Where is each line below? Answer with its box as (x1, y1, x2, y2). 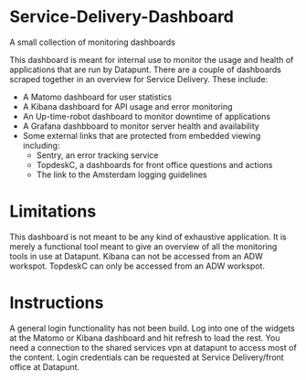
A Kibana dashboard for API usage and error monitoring (22, 100, 233, 111)
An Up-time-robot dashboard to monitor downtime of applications (22, 111, 271, 121)
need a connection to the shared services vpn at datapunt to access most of (9, 342, 297, 353)
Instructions (9, 292, 104, 313)
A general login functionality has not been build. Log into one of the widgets (9, 322, 295, 333)
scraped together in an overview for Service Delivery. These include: (9, 73, 269, 84)
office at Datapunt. (9, 361, 80, 372)
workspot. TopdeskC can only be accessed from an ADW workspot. (9, 260, 265, 271)
